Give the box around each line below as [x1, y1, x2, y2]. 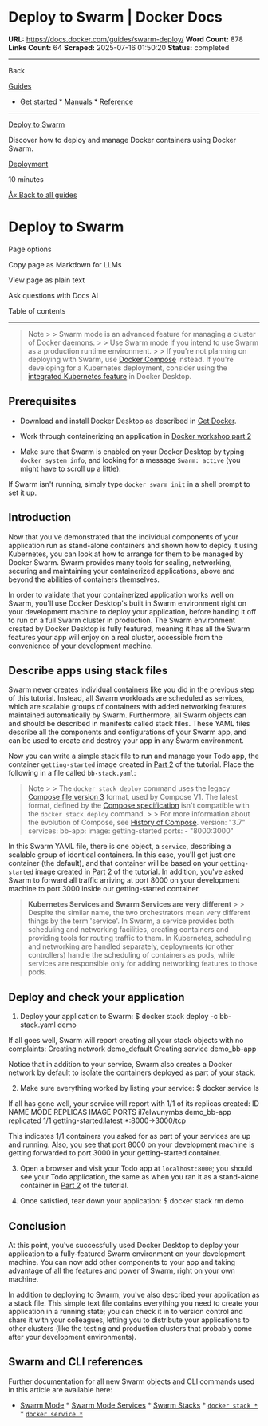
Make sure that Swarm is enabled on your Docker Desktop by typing [19, 447, 245, 456]
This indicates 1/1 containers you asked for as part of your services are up [8, 1132, 251, 1141]
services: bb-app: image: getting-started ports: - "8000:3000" [27, 826, 234, 835]
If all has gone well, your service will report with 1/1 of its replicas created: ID [8, 1099, 259, 1108]
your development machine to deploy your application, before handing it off [8, 606, 257, 616]
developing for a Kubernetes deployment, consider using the [27, 363, 227, 373]
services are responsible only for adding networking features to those [27, 958, 258, 969]
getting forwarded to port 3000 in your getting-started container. [8, 1148, 222, 1158]
